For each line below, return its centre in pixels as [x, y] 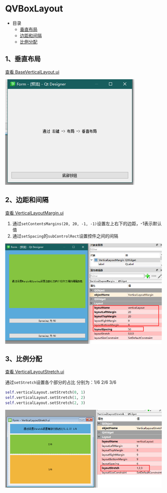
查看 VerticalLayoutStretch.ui [35, 372]
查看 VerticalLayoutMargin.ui [34, 213]
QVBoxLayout [34, 9]
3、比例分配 [24, 359]
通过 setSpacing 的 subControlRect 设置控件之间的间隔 [65, 236]
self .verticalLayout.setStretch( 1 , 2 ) [45, 398]
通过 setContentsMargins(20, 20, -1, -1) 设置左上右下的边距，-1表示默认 [87, 223]
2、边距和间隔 [27, 200]
